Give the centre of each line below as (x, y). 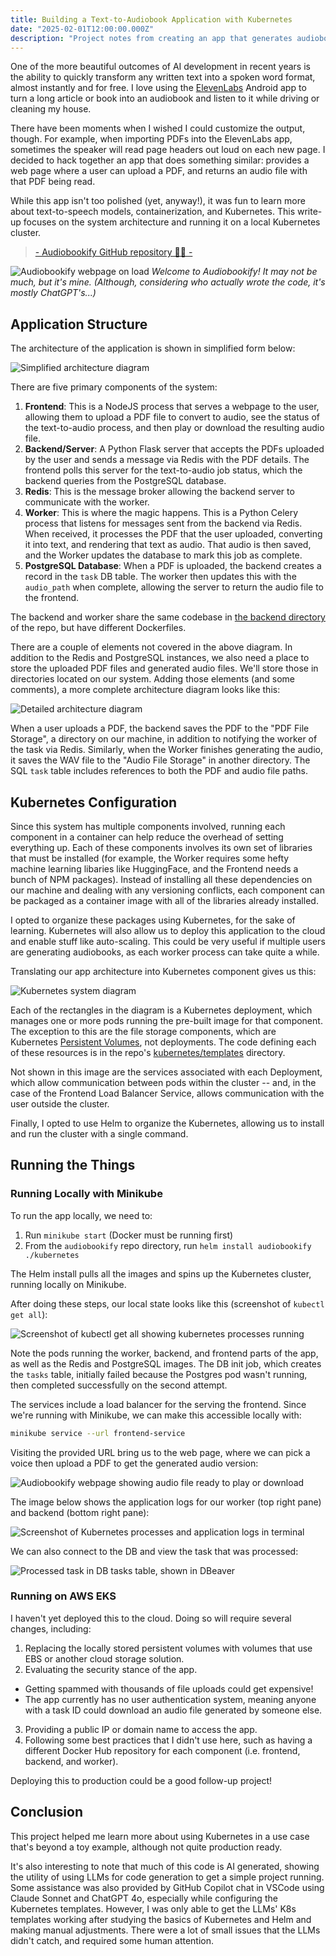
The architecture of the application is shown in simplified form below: (153, 348)
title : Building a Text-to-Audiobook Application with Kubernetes (151, 19)
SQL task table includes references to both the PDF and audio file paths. (159, 771)
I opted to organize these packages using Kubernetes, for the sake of (153, 920)
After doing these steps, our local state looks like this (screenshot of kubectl (167, 1303)
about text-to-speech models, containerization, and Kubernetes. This (153, 212)
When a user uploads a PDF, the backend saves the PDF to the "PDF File (160, 728)
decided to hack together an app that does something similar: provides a (160, 160)
